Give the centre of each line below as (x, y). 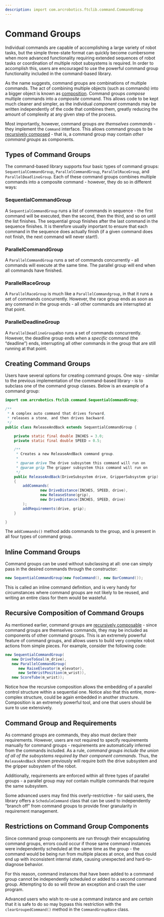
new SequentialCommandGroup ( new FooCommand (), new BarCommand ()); (74, 578)
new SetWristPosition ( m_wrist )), (52, 673)
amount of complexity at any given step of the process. (61, 114)
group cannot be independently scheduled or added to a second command (81, 879)
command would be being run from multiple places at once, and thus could (81, 854)
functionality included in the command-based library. (59, 73)
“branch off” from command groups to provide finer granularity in (71, 806)
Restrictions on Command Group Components (77, 827)
